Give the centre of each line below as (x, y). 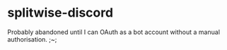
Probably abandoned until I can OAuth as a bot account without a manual (114, 32)
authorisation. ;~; (32, 39)
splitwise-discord (60, 13)
